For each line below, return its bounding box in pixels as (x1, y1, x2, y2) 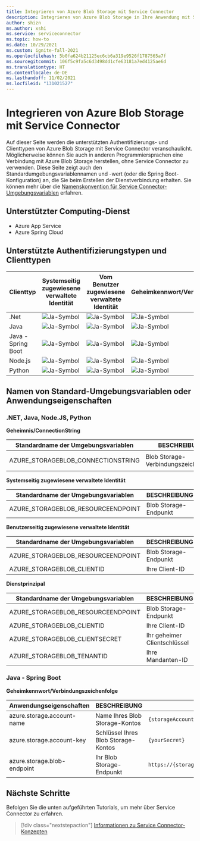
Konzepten (20, 828, 48, 835)
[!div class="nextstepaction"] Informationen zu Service (20, 822, 156, 829)
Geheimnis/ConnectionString (6, 427, 80, 434)
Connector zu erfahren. (6, 810, 64, 817)
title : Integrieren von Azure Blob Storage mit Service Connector (6, 8, 174, 15)
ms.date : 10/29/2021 (6, 42, 58, 48)
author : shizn (6, 20, 42, 26)
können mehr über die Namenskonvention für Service (6, 183, 138, 190)
